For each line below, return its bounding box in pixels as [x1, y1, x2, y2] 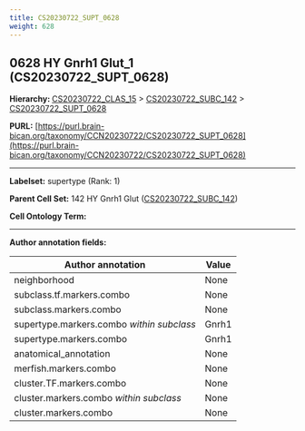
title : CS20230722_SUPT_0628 [9, 13, 120, 23]
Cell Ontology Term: [9, 211, 87, 222]
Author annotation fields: [9, 237, 107, 248]
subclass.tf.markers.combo [14, 289, 130, 301]
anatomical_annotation [14, 348, 111, 360]
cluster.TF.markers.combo [14, 377, 127, 390]
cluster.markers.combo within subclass [14, 392, 182, 405]
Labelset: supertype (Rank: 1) [9, 176, 121, 187]
